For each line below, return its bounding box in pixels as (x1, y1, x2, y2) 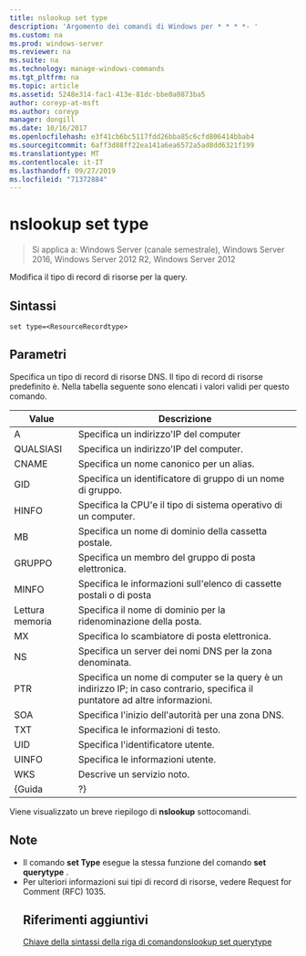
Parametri (9, 347, 66, 362)
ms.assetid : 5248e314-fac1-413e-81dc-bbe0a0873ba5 (9, 89, 206, 99)
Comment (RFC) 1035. (22, 886, 107, 897)
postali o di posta (77, 588, 152, 601)
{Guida (14, 783, 44, 795)
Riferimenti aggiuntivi (22, 912, 148, 928)
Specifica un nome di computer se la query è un (77, 670, 283, 683)
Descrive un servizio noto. (77, 768, 190, 781)
